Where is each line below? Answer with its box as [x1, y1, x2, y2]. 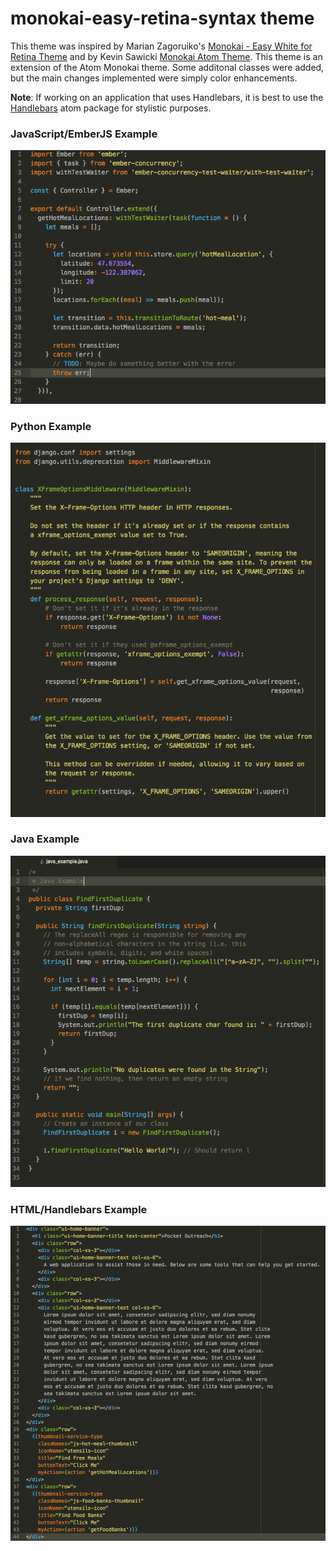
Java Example [10, 832, 80, 846]
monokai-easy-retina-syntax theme [10, 7, 315, 30]
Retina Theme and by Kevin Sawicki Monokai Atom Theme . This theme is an [10, 50, 323, 62]
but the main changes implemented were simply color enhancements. [10, 72, 298, 84]
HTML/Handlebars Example [10, 1202, 148, 1216]
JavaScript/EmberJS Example [10, 127, 158, 141]
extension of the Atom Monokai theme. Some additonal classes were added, [10, 61, 325, 73]
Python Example [10, 419, 92, 433]
